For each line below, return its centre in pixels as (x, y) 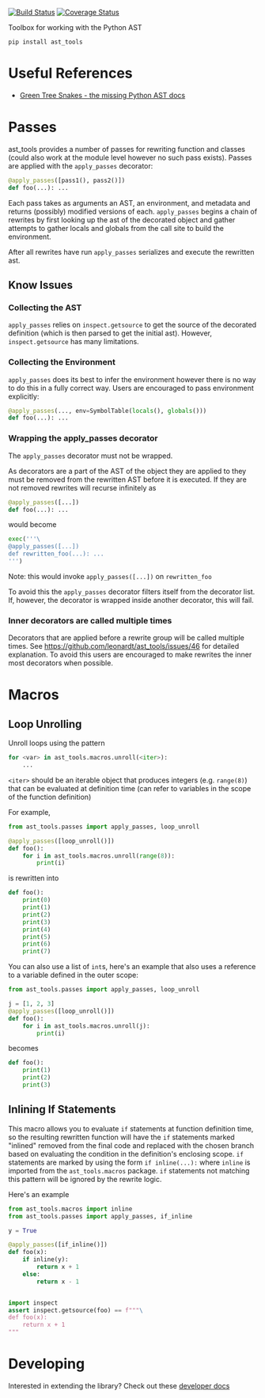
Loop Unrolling (45, 724)
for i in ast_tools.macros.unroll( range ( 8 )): (99, 856)
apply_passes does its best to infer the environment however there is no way (132, 379)
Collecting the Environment (62, 362)
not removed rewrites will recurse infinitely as (82, 487)
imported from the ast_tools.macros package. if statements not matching (129, 1170)
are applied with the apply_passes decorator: (81, 165)
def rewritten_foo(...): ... (56, 554)
